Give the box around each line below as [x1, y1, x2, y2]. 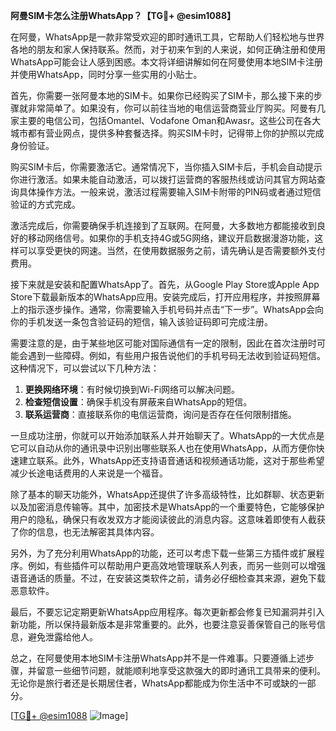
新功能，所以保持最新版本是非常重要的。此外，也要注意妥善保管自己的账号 [10, 619, 317, 630]
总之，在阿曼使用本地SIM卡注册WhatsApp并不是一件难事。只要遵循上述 [10, 652, 306, 664]
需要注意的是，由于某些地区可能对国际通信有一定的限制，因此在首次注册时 [10, 337, 317, 349]
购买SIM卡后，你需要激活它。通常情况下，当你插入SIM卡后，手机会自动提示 [10, 161, 323, 173]
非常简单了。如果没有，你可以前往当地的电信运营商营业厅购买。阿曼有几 [27, 102, 326, 114]
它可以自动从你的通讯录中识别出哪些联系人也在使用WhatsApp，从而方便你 [10, 442, 317, 454]
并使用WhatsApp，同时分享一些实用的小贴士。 [10, 69, 203, 80]
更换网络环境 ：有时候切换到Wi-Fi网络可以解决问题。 [24, 384, 241, 395]
